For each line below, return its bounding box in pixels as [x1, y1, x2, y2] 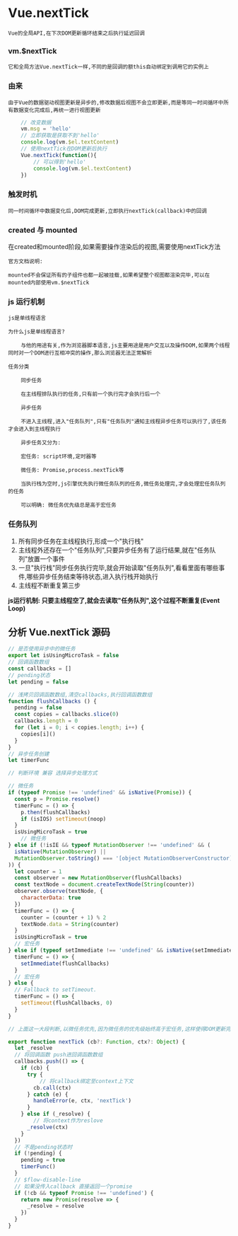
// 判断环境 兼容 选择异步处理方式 [8, 770, 98, 777]
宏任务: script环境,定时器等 [20, 453, 97, 461]
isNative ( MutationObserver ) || [14, 848, 107, 855]
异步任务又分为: [20, 439, 61, 446]
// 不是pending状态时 [14, 1143, 73, 1150]
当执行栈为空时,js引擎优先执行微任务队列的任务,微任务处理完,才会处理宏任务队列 [20, 480, 226, 487]
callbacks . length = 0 [14, 717, 78, 724]
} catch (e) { [26, 1091, 69, 1098]
